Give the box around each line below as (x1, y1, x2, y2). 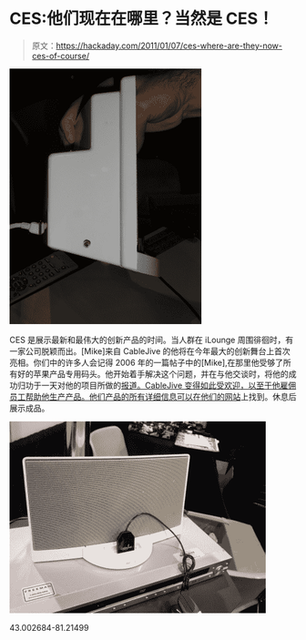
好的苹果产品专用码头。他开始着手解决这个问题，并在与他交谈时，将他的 (16, 368, 289, 379)
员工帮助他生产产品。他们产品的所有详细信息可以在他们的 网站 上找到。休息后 (9, 391, 297, 401)
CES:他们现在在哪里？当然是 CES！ (9, 8, 275, 29)
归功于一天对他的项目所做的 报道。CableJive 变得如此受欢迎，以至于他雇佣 (16, 380, 297, 391)
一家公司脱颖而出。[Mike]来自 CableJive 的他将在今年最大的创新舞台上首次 (9, 345, 291, 356)
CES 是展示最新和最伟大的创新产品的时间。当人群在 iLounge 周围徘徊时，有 (9, 334, 294, 345)
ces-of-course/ (31, 50, 89, 61)
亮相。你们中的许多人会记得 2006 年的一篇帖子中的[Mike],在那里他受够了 (9, 357, 284, 368)
